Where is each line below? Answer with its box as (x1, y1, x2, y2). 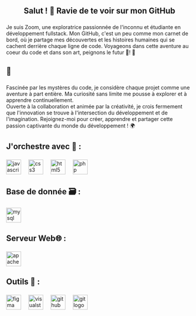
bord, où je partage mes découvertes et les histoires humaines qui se (6, 36, 175, 43)
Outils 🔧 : (6, 276, 40, 286)
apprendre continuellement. (6, 96, 74, 104)
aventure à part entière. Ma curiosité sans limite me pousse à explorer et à (6, 90, 187, 97)
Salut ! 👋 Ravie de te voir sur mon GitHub (23, 6, 176, 16)
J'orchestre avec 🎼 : (6, 142, 82, 152)
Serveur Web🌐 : (6, 233, 66, 243)
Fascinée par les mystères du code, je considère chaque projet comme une (6, 84, 190, 91)
